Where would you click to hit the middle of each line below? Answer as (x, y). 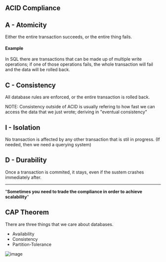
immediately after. (23, 177)
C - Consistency (30, 85)
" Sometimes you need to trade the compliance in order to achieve (74, 191)
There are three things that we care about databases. (59, 224)
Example (14, 48)
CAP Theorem (27, 212)
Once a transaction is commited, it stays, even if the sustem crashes (75, 172)
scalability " (17, 197)
